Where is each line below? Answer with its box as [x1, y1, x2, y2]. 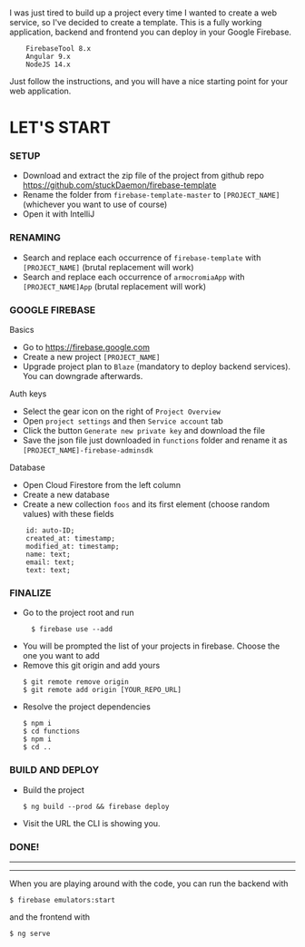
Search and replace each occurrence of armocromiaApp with [22, 271, 245, 282]
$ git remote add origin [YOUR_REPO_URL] [22, 686, 182, 695]
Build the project [22, 784, 84, 796]
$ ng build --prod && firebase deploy [22, 802, 170, 811]
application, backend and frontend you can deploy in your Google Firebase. [9, 26, 292, 37]
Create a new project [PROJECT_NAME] [22, 352, 161, 363]
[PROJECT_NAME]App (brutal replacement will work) [22, 280, 207, 292]
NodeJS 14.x [25, 60, 71, 69]
